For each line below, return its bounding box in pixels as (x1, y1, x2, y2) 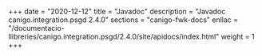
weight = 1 (220, 32, 255, 41)
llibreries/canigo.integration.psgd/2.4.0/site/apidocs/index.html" (8, 32, 220, 41)
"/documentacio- (8, 24, 65, 32)
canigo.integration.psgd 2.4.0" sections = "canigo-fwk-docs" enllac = (8, 15, 239, 24)
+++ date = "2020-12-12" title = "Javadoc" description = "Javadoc (8, 7, 226, 16)
